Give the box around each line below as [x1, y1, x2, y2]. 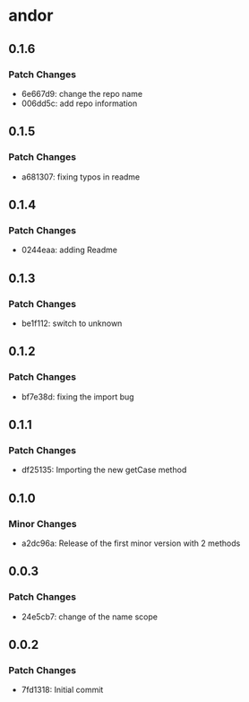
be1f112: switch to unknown [21, 318, 123, 329]
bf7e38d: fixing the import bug [21, 391, 135, 402]
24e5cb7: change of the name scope [21, 611, 159, 622]
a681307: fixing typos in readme [21, 171, 141, 182]
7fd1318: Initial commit [21, 684, 104, 696]
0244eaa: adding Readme [21, 244, 118, 256]
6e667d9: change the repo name [21, 88, 143, 99]
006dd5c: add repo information [21, 98, 138, 109]
